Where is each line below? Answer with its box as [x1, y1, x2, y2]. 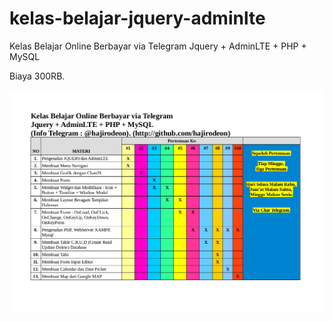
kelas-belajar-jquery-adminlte [9, 7, 266, 30]
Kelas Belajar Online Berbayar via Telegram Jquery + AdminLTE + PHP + [9, 40, 307, 52]
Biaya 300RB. [9, 70, 66, 82]
